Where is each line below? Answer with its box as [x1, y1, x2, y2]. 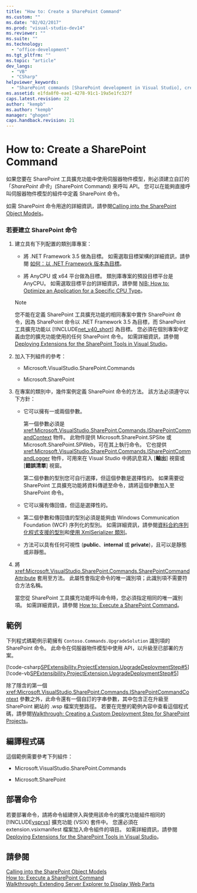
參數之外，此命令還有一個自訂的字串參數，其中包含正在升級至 [19, 695, 169, 702]
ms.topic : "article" [6, 57, 57, 63]
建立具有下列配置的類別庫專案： [14, 240, 92, 247]
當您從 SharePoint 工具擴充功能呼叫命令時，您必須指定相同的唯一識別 [14, 595, 183, 602]
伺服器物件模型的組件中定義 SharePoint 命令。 [11, 190, 123, 197]
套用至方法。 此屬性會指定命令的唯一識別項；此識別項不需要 [37, 575, 183, 582]
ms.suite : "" [6, 36, 38, 42]
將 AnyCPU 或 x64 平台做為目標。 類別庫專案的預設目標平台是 [23, 273, 174, 280]
